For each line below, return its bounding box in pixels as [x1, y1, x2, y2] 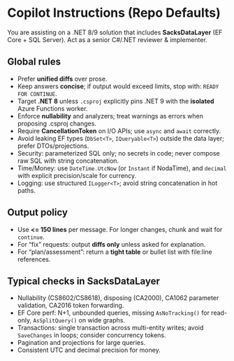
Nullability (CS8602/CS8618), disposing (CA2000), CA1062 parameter [17, 294, 219, 302]
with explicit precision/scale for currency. [17, 171, 137, 179]
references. [17, 254, 51, 264]
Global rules [7, 56, 61, 68]
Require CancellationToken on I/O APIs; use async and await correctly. [17, 126, 221, 135]
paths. [17, 186, 36, 194]
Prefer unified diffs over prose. [17, 74, 108, 83]
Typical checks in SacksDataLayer [7, 275, 161, 287]
